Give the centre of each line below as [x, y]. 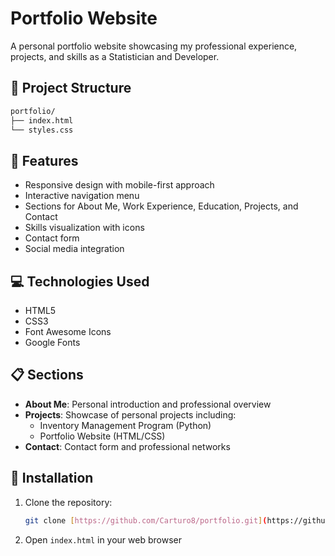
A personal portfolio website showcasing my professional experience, [154, 46]
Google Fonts [52, 342]
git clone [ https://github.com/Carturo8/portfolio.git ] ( [146, 520]
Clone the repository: [68, 502]
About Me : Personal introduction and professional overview [148, 404]
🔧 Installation [52, 478]
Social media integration [74, 249]
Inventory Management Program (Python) [125, 425]
